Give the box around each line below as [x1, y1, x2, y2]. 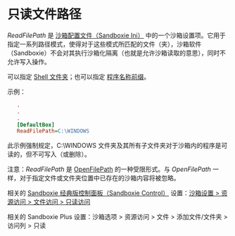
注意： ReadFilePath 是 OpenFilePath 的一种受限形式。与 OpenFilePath [7, 165, 211, 173]
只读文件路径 [7, 6, 82, 23]
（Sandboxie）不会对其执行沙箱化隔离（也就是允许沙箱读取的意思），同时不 [7, 49, 227, 57]
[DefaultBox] [16, 121, 55, 128]
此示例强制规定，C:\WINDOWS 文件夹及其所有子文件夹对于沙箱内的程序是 [7, 142, 222, 150]
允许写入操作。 [7, 57, 51, 66]
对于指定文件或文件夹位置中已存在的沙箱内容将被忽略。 [19, 174, 180, 182]
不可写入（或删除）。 [31, 150, 91, 159]
